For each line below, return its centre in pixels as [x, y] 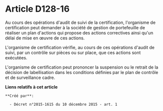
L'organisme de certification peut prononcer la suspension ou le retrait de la [82, 67]
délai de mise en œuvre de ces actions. [45, 38]
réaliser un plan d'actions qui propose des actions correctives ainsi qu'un [79, 33]
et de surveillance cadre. [30, 77]
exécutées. [16, 57]
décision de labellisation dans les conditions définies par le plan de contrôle [82, 72]
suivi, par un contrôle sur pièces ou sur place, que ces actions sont [73, 53]
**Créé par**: [20, 96]
